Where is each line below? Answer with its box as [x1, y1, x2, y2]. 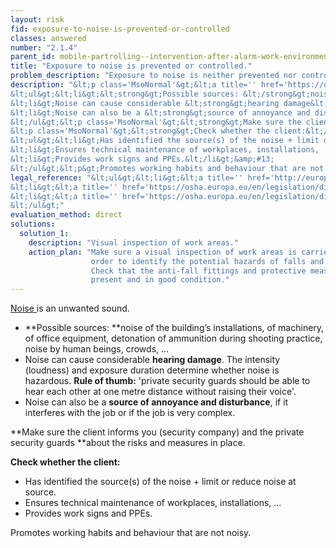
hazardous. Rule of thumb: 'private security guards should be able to [24, 375, 311, 387]
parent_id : [10, 52, 56, 62]
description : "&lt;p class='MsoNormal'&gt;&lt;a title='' [10, 80, 257, 90]
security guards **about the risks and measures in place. [10, 437, 246, 449]
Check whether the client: [10, 456, 121, 468]
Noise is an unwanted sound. [10, 302, 130, 315]
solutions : [10, 219, 56, 230]
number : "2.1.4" [10, 42, 78, 53]
